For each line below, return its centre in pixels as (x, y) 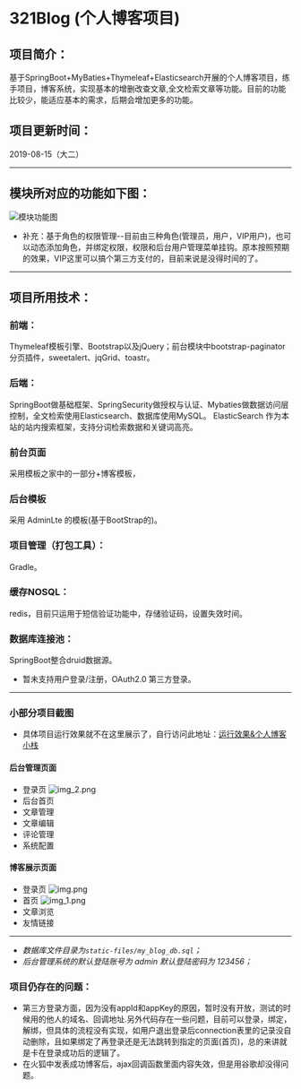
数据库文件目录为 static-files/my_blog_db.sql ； (112, 950)
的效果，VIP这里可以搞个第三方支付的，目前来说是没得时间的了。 (142, 258)
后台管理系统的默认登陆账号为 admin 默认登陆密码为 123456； (137, 961)
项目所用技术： (51, 298)
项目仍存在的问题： (51, 987)
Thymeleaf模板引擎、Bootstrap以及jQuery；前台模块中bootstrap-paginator (147, 347)
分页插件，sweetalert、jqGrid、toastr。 (82, 358)
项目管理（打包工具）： (57, 546)
